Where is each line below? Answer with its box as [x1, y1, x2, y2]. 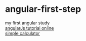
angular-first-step [5, 3, 82, 15]
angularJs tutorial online [5, 25, 54, 31]
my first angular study [5, 20, 50, 26]
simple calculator [5, 30, 41, 36]
